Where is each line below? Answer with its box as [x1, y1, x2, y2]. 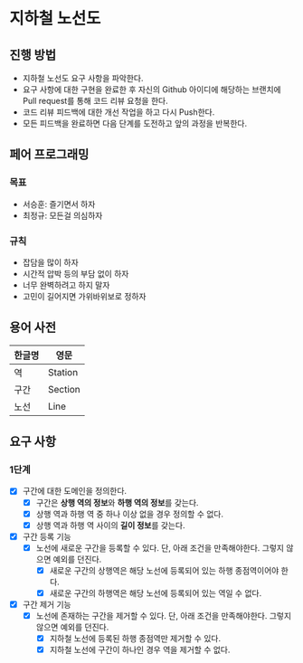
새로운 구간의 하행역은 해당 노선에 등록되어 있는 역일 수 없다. [49, 587, 262, 598]
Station [48, 365, 79, 378]
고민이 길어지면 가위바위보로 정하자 [22, 290, 147, 301]
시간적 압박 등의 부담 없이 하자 [22, 268, 129, 279]
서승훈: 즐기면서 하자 [22, 198, 96, 209]
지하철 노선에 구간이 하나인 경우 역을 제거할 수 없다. [49, 644, 231, 656]
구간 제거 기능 [22, 599, 71, 610]
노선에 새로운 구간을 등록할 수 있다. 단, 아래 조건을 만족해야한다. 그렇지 [35, 542, 285, 553]
